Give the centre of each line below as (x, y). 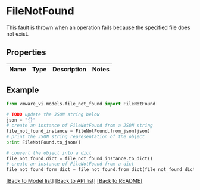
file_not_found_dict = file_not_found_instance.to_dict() (79, 158)
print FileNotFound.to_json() (44, 142)
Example (23, 90)
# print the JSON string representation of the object (76, 136)
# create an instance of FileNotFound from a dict (70, 164)
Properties (26, 53)
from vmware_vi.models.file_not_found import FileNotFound (81, 104)
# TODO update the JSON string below (53, 114)
